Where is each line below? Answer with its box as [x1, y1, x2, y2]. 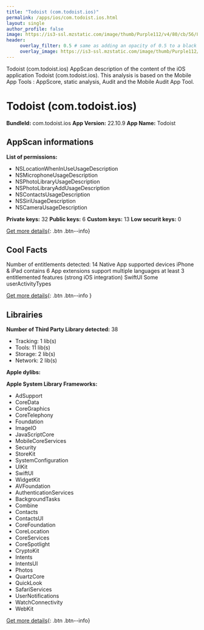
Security [15, 444, 36, 451]
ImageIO [15, 425, 36, 432]
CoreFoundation [15, 521, 56, 529]
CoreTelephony [15, 411, 53, 419]
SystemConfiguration [15, 457, 69, 464]
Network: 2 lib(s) [15, 357, 58, 365]
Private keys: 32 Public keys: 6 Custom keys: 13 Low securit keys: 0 [6, 215, 182, 222]
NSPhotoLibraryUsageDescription [15, 177, 100, 185]
